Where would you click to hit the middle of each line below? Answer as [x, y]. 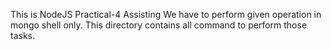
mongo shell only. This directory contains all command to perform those [159, 25]
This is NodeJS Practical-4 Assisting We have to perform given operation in [166, 14]
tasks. [23, 35]
